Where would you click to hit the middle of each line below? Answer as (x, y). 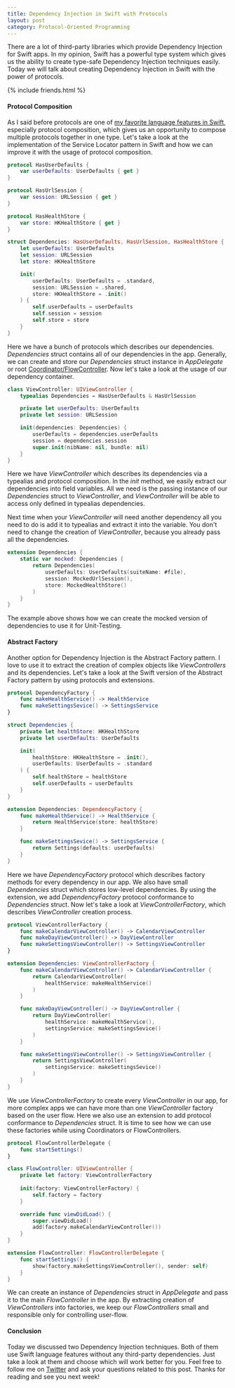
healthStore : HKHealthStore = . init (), (91, 757)
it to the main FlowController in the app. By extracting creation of (101, 1300)
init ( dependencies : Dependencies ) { (74, 428)
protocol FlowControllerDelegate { (59, 1143)
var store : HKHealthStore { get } (70, 223)
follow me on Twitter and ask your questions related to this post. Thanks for (116, 1369)
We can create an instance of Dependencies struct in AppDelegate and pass (118, 1292)
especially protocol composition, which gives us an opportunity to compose (117, 129)
